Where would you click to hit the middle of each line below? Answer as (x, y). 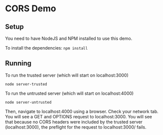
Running (18, 64)
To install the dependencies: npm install (46, 48)
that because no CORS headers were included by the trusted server (74, 122)
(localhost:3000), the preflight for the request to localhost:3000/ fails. (76, 127)
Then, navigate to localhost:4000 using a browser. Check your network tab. (82, 111)
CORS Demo (31, 9)
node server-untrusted (28, 102)
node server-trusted (26, 84)
